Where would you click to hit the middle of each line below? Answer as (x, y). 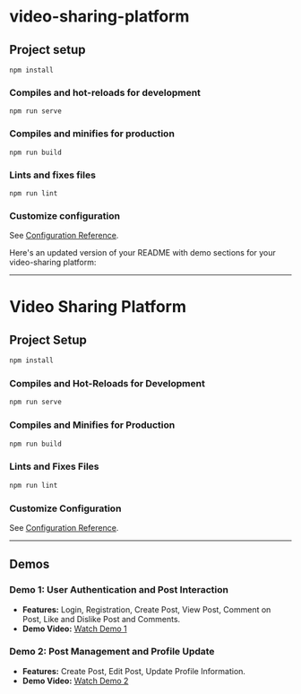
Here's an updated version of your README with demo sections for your (142, 253)
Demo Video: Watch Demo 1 (74, 629)
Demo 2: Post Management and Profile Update (112, 652)
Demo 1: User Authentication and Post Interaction (119, 590)
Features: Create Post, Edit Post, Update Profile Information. (134, 671)
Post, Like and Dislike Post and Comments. (101, 619)
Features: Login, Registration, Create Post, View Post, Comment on (146, 609)
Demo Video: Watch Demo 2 (75, 681)
